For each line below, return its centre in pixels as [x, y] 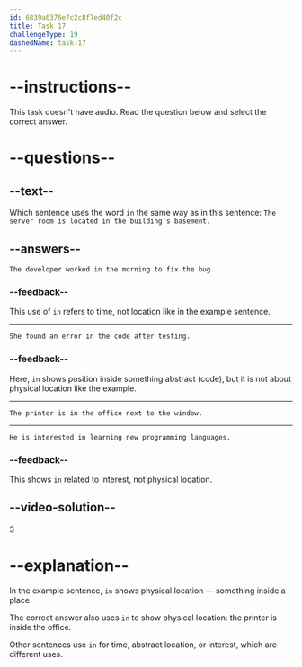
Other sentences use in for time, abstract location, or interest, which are [143, 645]
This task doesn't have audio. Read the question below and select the [138, 112]
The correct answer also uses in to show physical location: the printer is [143, 618]
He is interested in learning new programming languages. [120, 437]
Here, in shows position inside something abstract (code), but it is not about [151, 378]
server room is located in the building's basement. [110, 221]
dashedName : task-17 [48, 43]
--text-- [31, 191]
